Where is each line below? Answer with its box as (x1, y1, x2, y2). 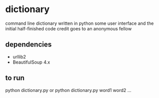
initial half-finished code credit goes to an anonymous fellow (5, 25, 132, 31)
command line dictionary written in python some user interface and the (5, 20, 154, 26)
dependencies (5, 40, 52, 49)
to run (5, 74, 25, 82)
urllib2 (12, 54, 26, 60)
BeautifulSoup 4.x (12, 59, 50, 65)
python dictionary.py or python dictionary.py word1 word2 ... (5, 87, 132, 93)
